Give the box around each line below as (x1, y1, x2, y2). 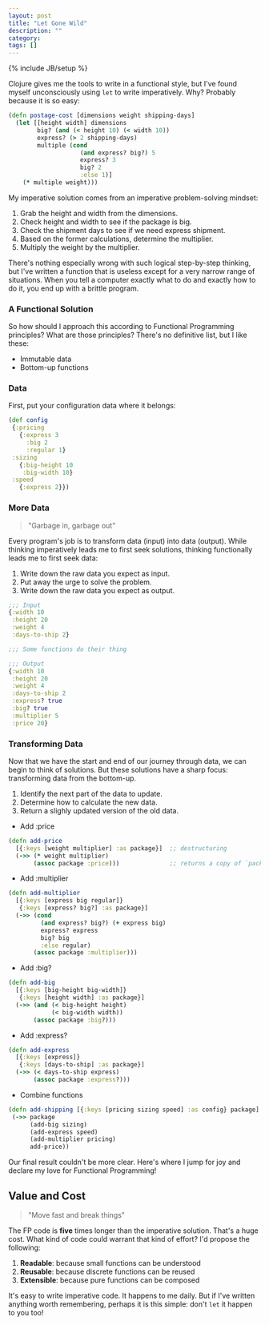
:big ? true (11, 705, 48, 713)
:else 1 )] (79, 171, 113, 179)
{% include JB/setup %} (8, 63, 88, 73)
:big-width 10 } (22, 468, 74, 476)
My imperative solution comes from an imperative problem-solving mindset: (8, 193, 259, 203)
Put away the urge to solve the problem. (19, 577, 152, 587)
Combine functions (19, 1090, 83, 1099)
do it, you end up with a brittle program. (8, 283, 139, 293)
